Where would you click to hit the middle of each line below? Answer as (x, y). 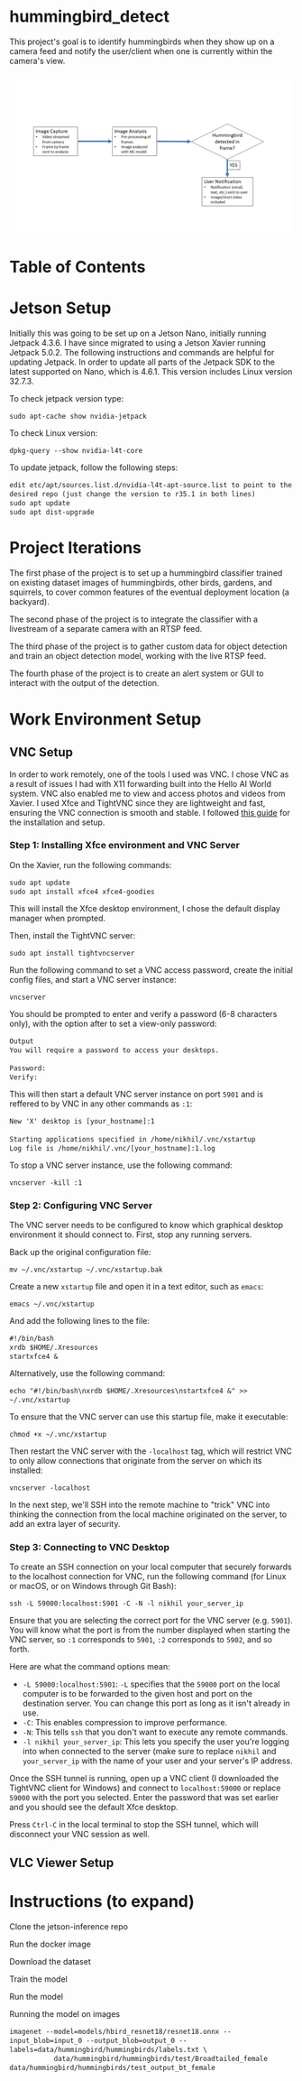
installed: (26, 1471)
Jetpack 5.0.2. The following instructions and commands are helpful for (142, 352)
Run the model (37, 1996)
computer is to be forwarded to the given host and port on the (137, 1694)
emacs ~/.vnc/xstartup (52, 1304)
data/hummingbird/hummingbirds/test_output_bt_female (113, 2067)
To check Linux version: (54, 433)
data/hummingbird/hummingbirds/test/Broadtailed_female (161, 2058)
